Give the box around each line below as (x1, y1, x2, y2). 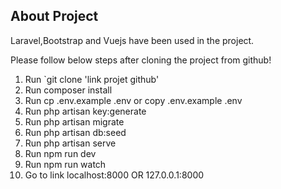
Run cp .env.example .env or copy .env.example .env (24, 94, 243, 106)
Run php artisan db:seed (24, 126, 127, 138)
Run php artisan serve (24, 137, 117, 149)
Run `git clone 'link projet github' (24, 73, 160, 85)
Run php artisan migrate (24, 115, 125, 128)
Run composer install (24, 84, 113, 96)
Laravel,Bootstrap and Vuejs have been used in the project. (10, 34, 255, 46)
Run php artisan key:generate (24, 105, 147, 117)
